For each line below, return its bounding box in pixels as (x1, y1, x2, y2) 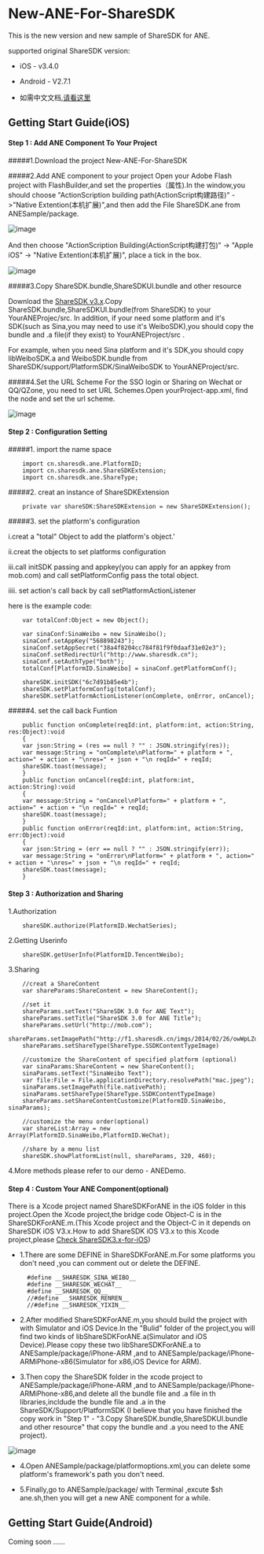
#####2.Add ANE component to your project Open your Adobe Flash (8, 171, 232, 180)
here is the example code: (8, 601, 93, 610)
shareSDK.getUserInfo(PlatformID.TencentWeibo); (22, 950, 185, 959)
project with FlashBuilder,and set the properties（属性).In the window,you (8, 180, 246, 190)
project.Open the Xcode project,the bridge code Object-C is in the (8, 1210, 222, 1219)
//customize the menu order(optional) (22, 1117, 149, 1126)
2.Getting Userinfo (8, 935, 68, 945)
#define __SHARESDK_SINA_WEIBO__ (27, 1274, 137, 1282)
